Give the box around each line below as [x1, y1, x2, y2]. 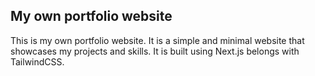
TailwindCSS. [10, 55, 65, 68]
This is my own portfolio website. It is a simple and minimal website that [10, 34, 305, 46]
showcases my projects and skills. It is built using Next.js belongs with [10, 45, 300, 57]
